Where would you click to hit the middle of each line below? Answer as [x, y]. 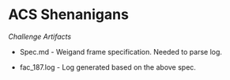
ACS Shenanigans [68, 15]
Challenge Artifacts [40, 36]
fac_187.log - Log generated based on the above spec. [107, 67]
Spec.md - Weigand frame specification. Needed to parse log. [121, 51]
